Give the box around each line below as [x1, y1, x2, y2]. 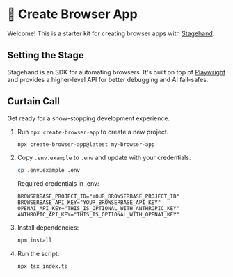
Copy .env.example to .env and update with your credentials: [17, 153, 191, 162]
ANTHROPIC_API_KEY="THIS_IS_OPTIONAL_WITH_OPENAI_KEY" [17, 212, 180, 219]
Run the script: [17, 250, 60, 258]
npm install [17, 237, 52, 244]
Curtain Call [7, 95, 61, 107]
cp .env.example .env [17, 167, 80, 174]
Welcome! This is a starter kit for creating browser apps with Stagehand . [7, 29, 215, 38]
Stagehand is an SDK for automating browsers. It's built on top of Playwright [7, 68, 226, 76]
